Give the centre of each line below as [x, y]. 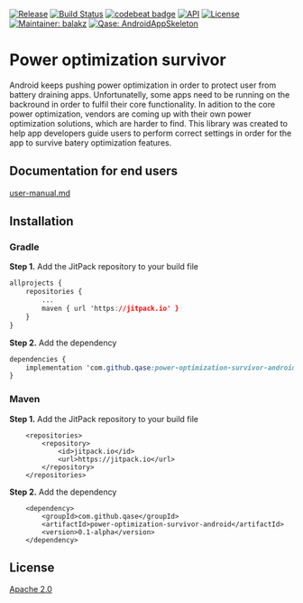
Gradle [24, 247]
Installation [41, 221]
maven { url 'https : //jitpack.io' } [110, 309]
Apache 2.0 [31, 589]
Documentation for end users [94, 171]
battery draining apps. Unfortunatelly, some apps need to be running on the [150, 94]
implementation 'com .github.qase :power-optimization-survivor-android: [163, 367]
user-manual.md [40, 193]
